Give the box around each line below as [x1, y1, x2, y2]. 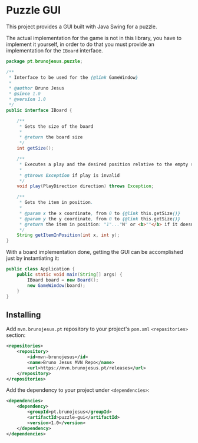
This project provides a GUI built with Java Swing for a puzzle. [6, 23, 157, 30]
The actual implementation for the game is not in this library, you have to [6, 34, 181, 41]
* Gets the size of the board [19, 123, 94, 130]
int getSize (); [16, 146, 54, 151]
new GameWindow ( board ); [27, 282, 85, 289]
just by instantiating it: [6, 254, 60, 262]
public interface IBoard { [6, 107, 72, 113]
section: [6, 332, 26, 339]
